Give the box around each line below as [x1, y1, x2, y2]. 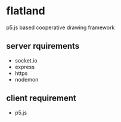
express [14, 63, 35, 70]
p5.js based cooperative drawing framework [6, 24, 115, 31]
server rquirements [6, 41, 80, 51]
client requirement [6, 93, 76, 104]
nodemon [14, 76, 39, 83]
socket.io [14, 57, 38, 64]
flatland [6, 4, 46, 18]
